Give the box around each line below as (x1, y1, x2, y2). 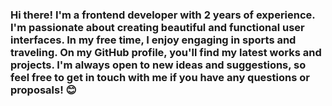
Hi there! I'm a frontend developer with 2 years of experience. (10, 8, 316, 22)
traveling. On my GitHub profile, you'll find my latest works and (10, 45, 322, 59)
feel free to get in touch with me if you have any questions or (10, 70, 310, 84)
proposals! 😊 (10, 83, 77, 97)
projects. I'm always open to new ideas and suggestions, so (10, 58, 307, 72)
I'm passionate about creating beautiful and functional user (10, 20, 305, 34)
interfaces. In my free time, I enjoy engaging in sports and (10, 33, 297, 47)
